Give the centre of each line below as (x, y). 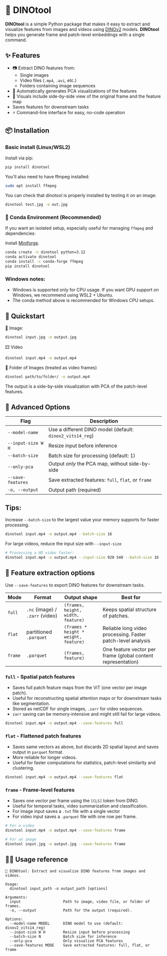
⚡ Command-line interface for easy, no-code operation (69, 112)
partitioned (39, 632)
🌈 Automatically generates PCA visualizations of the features (75, 91)
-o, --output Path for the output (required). (71, 910)
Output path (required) (75, 490)
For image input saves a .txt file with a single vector (66, 811)
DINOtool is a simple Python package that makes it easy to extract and (78, 24)
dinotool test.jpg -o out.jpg (37, 205)
